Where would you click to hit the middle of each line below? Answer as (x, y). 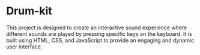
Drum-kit (29, 11)
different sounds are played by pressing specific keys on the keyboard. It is (99, 33)
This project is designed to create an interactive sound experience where (97, 27)
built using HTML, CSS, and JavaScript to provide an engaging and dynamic (100, 40)
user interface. (24, 47)
